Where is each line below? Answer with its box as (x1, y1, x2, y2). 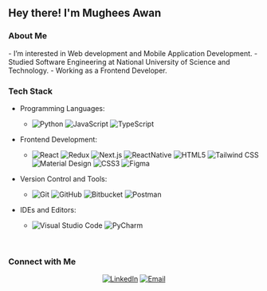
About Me (8, 30, 48, 42)
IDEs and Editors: (19, 205, 77, 214)
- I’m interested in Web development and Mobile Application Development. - (8, 48, 257, 58)
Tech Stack (8, 86, 53, 97)
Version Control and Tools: (19, 173, 108, 183)
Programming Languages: (19, 103, 105, 113)
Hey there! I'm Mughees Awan (8, 6, 162, 20)
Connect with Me (8, 256, 77, 267)
